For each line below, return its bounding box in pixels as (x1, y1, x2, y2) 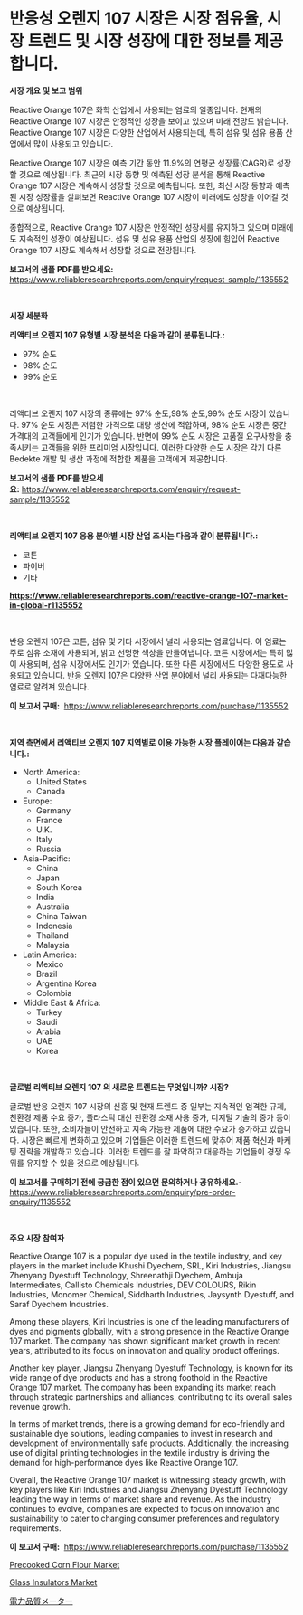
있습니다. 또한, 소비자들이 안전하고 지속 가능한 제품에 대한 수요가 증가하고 (9, 1123, 268, 1134)
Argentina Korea (35, 978, 97, 989)
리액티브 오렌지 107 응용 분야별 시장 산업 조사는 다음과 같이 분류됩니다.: (9, 530, 259, 541)
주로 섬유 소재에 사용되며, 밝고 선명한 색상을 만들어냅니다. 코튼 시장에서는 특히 (9, 647, 285, 658)
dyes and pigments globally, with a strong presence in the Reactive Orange (9, 1325, 289, 1336)
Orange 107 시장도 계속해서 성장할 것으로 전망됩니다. (9, 244, 197, 255)
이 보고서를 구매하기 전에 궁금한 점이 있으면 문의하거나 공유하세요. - (9, 1176, 242, 1187)
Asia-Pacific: (22, 852, 71, 864)
